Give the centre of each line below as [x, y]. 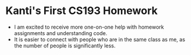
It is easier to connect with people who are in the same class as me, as [100, 39]
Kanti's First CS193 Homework [82, 11]
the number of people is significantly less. [65, 46]
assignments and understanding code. [61, 33]
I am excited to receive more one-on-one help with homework [89, 27]
